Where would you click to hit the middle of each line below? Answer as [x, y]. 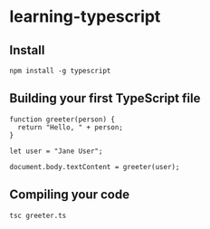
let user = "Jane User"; [56, 151]
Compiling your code [69, 195]
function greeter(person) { [62, 119]
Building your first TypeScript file [105, 98]
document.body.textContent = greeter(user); [95, 167]
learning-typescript [85, 17]
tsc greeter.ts [38, 215]
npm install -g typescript [60, 71]
